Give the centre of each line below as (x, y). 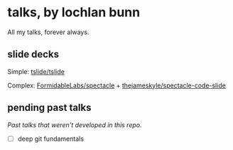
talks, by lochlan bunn (74, 12)
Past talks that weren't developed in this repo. (75, 124)
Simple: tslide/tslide (36, 71)
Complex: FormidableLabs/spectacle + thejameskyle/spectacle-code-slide (116, 85)
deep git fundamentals (50, 139)
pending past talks (49, 108)
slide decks (33, 54)
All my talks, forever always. (48, 32)
